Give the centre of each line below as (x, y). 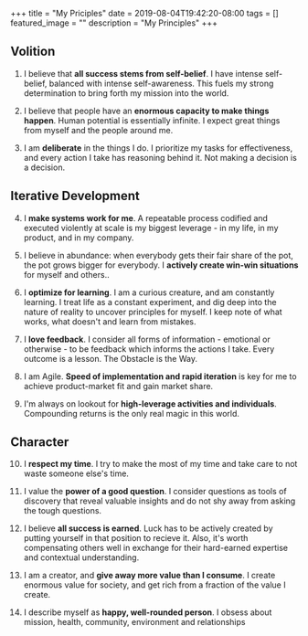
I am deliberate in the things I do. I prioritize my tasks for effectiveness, (158, 148)
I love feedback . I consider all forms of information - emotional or (147, 339)
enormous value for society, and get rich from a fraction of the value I (154, 585)
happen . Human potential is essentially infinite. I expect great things (152, 120)
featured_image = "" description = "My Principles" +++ (114, 23)
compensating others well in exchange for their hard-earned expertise (156, 548)
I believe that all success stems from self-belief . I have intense (143, 73)
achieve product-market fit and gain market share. (118, 386)
